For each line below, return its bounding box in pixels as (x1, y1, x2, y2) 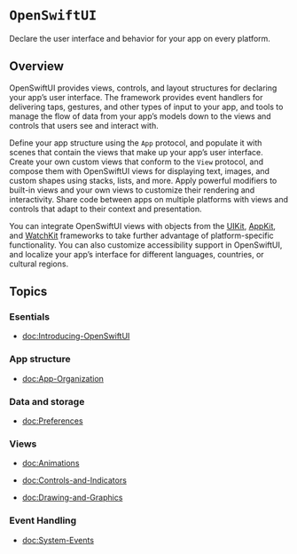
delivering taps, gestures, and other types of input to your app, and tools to (9, 101, 284, 112)
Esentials (9, 311, 51, 323)
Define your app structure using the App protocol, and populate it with (9, 137, 262, 148)
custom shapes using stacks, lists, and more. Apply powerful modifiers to (9, 175, 277, 186)
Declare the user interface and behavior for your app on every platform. (9, 33, 270, 44)
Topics (9, 284, 48, 299)
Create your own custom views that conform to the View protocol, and (9, 156, 264, 167)
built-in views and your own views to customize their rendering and (9, 185, 255, 195)
